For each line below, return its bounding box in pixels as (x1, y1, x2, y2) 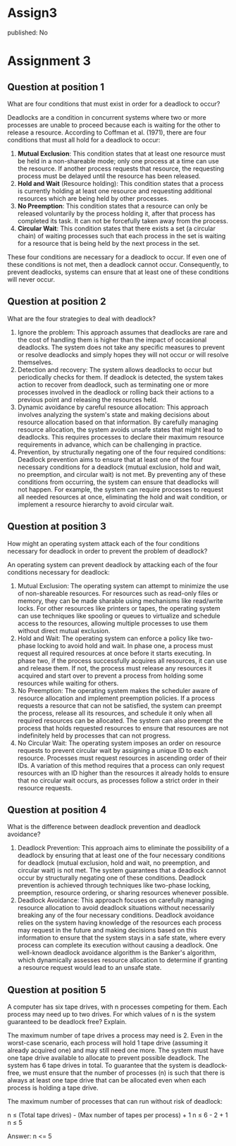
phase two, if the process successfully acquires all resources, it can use (17, 656, 228, 665)
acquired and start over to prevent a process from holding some (17, 671, 204, 680)
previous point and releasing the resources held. (17, 395, 159, 404)
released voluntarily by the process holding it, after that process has (17, 209, 216, 218)
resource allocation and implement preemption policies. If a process (17, 694, 216, 702)
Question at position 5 (7, 984, 106, 996)
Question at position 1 (7, 81, 104, 93)
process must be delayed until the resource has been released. (17, 171, 201, 180)
